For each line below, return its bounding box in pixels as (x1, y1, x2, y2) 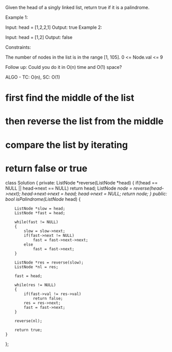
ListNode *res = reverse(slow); (14, 260, 84, 265)
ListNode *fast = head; (14, 210, 66, 215)
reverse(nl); (14, 318, 43, 323)
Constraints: (5, 44, 31, 50)
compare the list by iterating (5, 139, 128, 151)
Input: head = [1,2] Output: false (5, 34, 73, 40)
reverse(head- (133, 185, 164, 191)
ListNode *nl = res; (14, 264, 59, 269)
